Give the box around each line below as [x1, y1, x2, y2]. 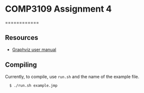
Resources [5, 34, 38, 42]
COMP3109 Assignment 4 [5, 3, 112, 15]
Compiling [5, 61, 37, 69]
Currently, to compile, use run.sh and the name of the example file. [5, 74, 140, 79]
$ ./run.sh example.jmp [9, 83, 57, 88]
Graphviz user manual [12, 46, 56, 52]
